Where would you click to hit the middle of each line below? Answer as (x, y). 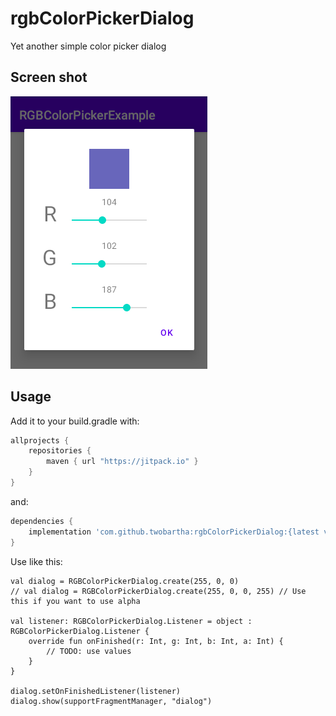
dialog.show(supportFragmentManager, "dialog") (111, 701)
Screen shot (49, 77)
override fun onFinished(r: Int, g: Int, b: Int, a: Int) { (156, 641)
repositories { (60, 451)
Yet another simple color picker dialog (88, 46)
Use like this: (36, 561)
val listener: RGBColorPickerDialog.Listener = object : (131, 621)
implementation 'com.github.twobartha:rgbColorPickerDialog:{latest (174, 532)
